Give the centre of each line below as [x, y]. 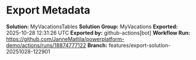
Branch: [97, 45]
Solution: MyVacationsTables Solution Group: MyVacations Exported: [92, 26]
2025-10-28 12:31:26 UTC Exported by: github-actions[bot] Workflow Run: [98, 32]
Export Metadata [48, 10]
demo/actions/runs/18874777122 [46, 45]
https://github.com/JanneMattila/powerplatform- [65, 39]
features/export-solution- [139, 45]
